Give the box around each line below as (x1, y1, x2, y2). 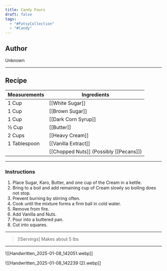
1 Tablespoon (7, 140, 40, 147)
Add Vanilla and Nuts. (12, 211, 57, 217)
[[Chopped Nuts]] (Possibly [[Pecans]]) (49, 148, 143, 155)
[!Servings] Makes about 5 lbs (17, 236, 79, 242)
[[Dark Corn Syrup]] (49, 115, 96, 122)
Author (5, 44, 27, 53)
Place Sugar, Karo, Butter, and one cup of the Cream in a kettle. (12, 180, 142, 185)
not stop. (12, 190, 31, 196)
